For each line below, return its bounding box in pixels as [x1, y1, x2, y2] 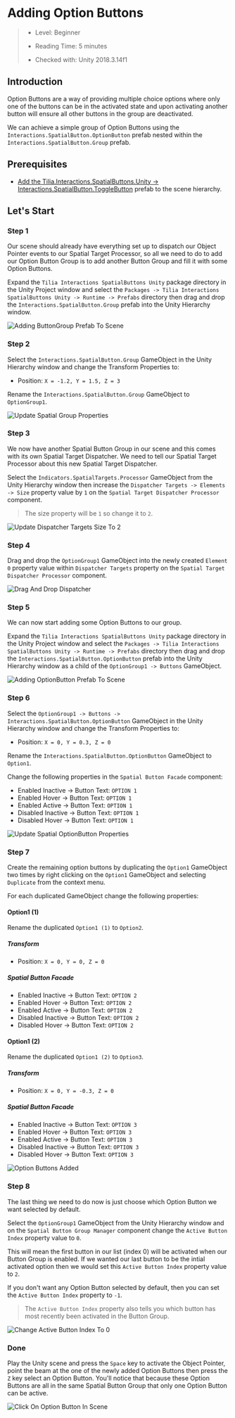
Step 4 [7, 540, 30, 550]
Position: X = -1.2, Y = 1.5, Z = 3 [17, 376, 121, 385]
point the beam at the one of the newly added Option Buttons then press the [7, 1366, 229, 1374]
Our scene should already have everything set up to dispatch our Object [7, 242, 217, 250]
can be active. [7, 1388, 49, 1397]
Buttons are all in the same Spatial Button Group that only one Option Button [7, 1381, 227, 1390]
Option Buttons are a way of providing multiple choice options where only [7, 94, 220, 103]
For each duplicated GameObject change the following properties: [7, 892, 199, 900]
